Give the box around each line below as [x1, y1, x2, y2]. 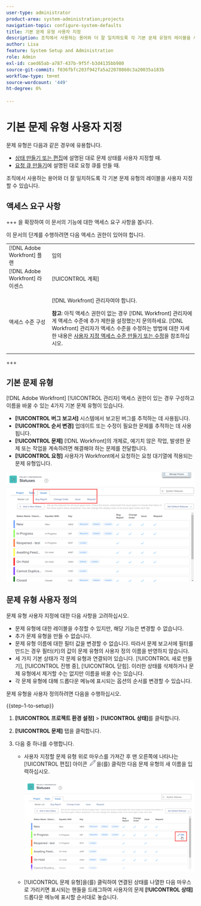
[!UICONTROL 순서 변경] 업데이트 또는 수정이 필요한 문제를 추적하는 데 [14, 422, 181, 429]
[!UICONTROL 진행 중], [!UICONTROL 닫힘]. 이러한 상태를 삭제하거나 [25, 662, 188, 669]
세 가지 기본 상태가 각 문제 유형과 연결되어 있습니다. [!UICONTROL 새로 [14, 654, 181, 662]
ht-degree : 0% [6, 86, 42, 92]
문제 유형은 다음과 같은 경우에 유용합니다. [6, 141, 102, 148]
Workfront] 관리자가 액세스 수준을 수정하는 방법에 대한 [51, 325, 179, 331]
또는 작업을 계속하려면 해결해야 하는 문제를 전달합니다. [21, 445, 148, 452]
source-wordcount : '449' [6, 79, 68, 85]
